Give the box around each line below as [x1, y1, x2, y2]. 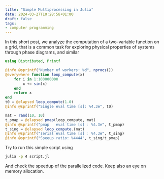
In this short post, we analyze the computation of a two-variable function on [5, 39, 159, 45]
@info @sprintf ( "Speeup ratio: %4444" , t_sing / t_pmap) [5, 136, 120, 141]
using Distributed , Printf [5, 59, 61, 64]
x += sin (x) [23, 81, 48, 86]
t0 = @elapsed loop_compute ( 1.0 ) [5, 100, 74, 104]
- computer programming [5, 26, 54, 30]
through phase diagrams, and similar [5, 50, 80, 55]
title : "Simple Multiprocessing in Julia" [5, 7, 94, 12]
